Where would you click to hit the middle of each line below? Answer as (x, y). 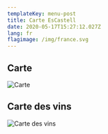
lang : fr (20, 33)
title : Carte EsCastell (42, 20)
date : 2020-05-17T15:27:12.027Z (54, 27)
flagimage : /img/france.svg (48, 40)
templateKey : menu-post (42, 14)
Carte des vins (39, 106)
